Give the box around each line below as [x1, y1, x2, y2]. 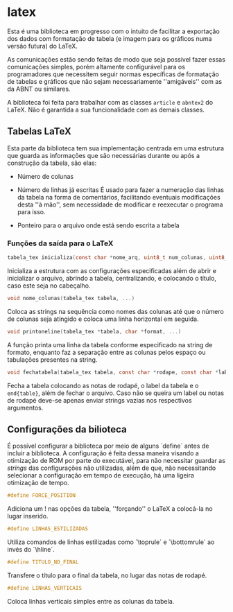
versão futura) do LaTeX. [7, 42, 78, 50]
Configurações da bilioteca [7, 423, 127, 435]
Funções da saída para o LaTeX [7, 238, 114, 248]
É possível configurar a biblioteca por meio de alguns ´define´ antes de [7, 441, 209, 451]
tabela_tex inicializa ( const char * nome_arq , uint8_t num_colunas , [7, 254, 207, 261]
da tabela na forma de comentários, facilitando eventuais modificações [17, 193, 221, 201]
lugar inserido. [7, 512, 49, 521]
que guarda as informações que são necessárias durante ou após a [7, 151, 200, 159]
